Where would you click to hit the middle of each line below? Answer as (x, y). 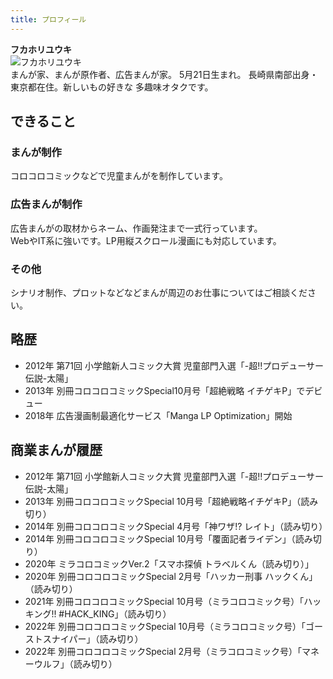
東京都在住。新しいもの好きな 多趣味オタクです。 (112, 87)
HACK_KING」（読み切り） (118, 613)
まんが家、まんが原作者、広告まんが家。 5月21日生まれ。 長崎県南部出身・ (164, 74)
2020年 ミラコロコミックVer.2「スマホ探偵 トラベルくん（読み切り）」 (169, 563)
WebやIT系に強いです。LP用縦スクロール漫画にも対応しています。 (146, 240)
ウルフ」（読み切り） (75, 663)
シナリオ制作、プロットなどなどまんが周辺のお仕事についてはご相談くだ (159, 292)
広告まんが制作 (46, 204)
